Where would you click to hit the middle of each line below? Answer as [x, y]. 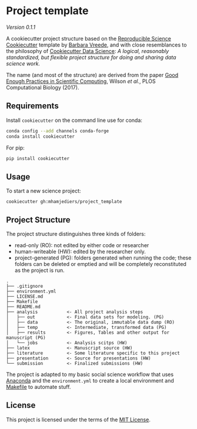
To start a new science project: [44, 191]
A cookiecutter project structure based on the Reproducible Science [89, 38]
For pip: [15, 148]
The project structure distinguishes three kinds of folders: [76, 234]
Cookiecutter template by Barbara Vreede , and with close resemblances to [96, 45]
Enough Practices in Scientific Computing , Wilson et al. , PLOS [81, 81]
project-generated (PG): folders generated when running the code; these [103, 258]
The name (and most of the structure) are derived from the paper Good [92, 75]
